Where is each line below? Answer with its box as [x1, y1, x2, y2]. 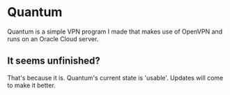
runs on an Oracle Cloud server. [7, 34, 99, 43]
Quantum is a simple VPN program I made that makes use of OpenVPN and [7, 27, 223, 36]
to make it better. [7, 81, 56, 89]
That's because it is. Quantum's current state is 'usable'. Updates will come [7, 73, 224, 82]
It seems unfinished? [7, 55, 101, 67]
